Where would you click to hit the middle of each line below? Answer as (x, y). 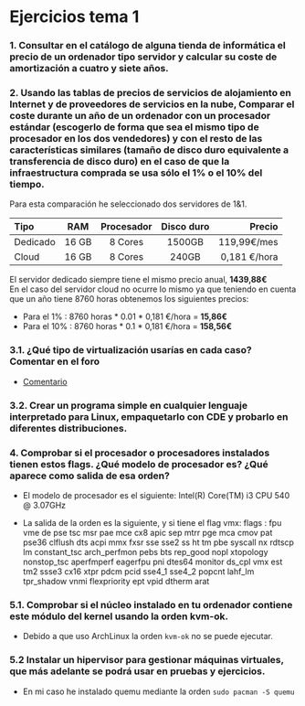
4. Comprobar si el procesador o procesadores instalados (140, 453)
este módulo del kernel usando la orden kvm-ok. (119, 616)
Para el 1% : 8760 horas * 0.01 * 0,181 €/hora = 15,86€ (125, 316)
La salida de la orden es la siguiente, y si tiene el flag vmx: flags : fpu (152, 522)
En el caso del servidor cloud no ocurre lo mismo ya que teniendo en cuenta (153, 289)
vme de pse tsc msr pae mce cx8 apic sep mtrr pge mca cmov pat (147, 532)
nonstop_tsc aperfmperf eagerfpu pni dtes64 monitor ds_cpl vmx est (152, 562)
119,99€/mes (248, 242)
